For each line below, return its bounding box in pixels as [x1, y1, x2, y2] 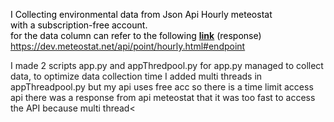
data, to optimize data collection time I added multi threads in [10, 70, 263, 82]
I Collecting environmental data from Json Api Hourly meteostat [10, 9, 273, 20]
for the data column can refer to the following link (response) [10, 30, 262, 41]
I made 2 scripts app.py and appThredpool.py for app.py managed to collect [10, 60, 324, 71]
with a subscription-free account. [10, 19, 148, 31]
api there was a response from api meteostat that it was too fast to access [10, 92, 316, 103]
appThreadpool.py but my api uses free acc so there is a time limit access [10, 81, 314, 93]
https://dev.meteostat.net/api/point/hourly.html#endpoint [10, 40, 246, 52]
